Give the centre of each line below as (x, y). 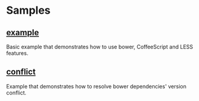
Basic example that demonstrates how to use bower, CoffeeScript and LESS (100, 47)
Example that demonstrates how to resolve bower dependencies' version (97, 86)
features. (17, 53)
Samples (28, 10)
